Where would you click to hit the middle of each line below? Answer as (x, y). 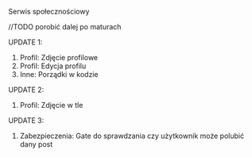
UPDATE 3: (26, 121)
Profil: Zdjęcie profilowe (58, 57)
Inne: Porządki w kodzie (59, 74)
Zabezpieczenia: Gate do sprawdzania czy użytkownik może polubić (132, 136)
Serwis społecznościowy (49, 11)
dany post (36, 144)
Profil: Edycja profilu (53, 66)
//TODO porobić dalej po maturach (65, 27)
